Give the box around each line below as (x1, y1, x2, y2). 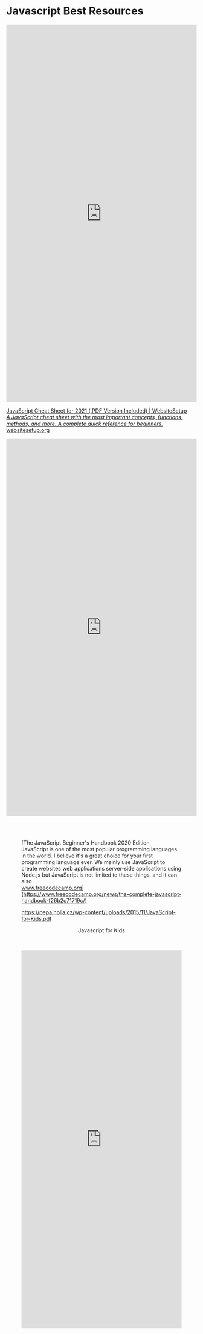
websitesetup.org (6, 426, 50, 433)
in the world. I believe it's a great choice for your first (21, 852, 153, 859)
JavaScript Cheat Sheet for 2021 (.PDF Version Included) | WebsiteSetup (6, 407, 187, 414)
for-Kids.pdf (21, 915, 52, 922)
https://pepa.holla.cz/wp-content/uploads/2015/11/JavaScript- (21, 908, 176, 916)
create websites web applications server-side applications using (21, 865, 182, 872)
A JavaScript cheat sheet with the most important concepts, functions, (6, 413, 183, 420)
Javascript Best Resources (6, 4, 144, 18)
